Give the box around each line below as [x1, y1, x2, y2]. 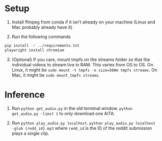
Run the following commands [11, 34, 71, 40]
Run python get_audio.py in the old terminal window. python [11, 105, 133, 111]
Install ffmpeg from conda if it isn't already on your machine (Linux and [11, 19, 156, 25]
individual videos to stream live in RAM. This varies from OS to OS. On [11, 61, 153, 67]
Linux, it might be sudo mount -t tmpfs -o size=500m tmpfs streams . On [11, 67, 158, 73]
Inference [4, 89, 45, 100]
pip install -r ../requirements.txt [4, 43, 80, 48]
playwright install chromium [4, 47, 64, 53]
